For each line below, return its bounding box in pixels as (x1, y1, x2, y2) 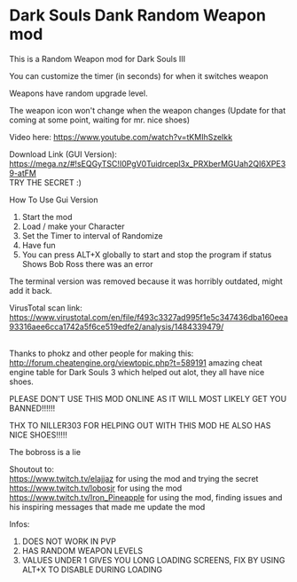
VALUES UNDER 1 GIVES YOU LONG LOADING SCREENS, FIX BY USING (21, 554, 285, 565)
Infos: (9, 518, 30, 529)
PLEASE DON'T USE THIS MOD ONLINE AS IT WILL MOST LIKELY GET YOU (9, 393, 287, 404)
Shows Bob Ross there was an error (21, 258, 153, 269)
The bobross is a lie (9, 446, 82, 457)
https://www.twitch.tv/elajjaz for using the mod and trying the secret (9, 473, 259, 484)
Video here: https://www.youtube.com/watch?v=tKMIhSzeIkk (9, 131, 233, 142)
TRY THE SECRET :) (9, 177, 82, 187)
